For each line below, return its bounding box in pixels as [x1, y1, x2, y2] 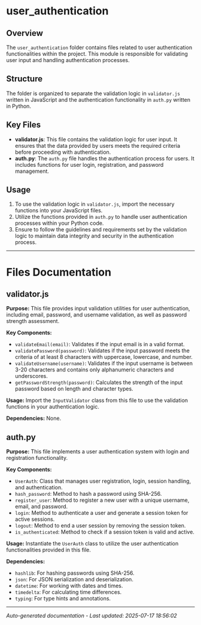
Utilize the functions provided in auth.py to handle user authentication [14, 214, 187, 221]
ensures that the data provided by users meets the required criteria [14, 142, 181, 149]
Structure [6, 74, 43, 84]
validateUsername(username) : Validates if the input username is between [14, 360, 193, 367]
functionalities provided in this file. [6, 546, 92, 554]
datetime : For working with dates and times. [14, 582, 123, 590]
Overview [6, 28, 44, 38]
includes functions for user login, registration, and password [14, 161, 164, 168]
